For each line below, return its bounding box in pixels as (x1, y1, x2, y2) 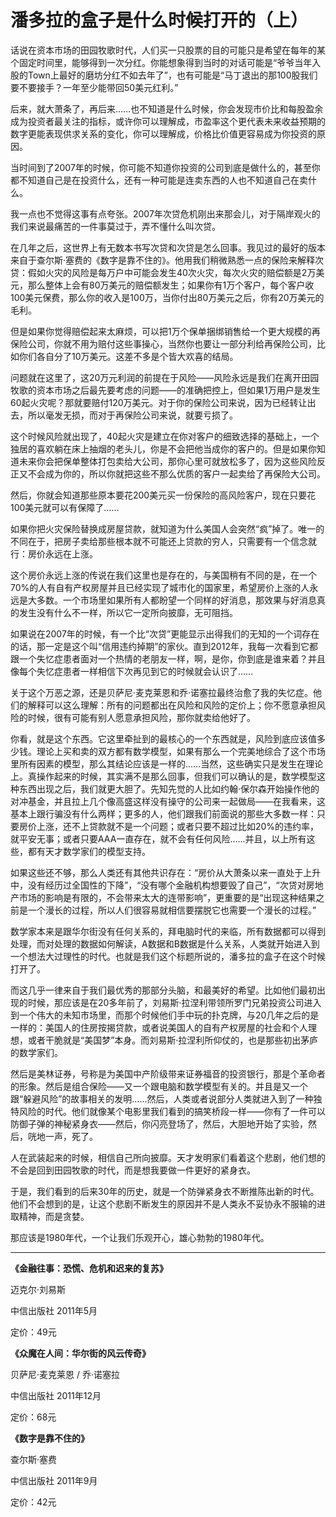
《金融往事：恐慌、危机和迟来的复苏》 (10, 1262, 168, 1274)
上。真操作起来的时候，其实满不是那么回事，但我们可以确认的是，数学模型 (10, 770, 317, 782)
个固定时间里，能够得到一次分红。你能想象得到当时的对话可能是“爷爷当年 (10, 56, 313, 68)
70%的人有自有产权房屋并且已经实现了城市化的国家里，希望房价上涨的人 (10, 581, 310, 593)
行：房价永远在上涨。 (10, 547, 98, 560)
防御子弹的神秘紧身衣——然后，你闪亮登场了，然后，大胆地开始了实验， (10, 1117, 308, 1130)
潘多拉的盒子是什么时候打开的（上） (10, 9, 309, 32)
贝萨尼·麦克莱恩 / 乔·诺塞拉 (10, 1368, 120, 1380)
